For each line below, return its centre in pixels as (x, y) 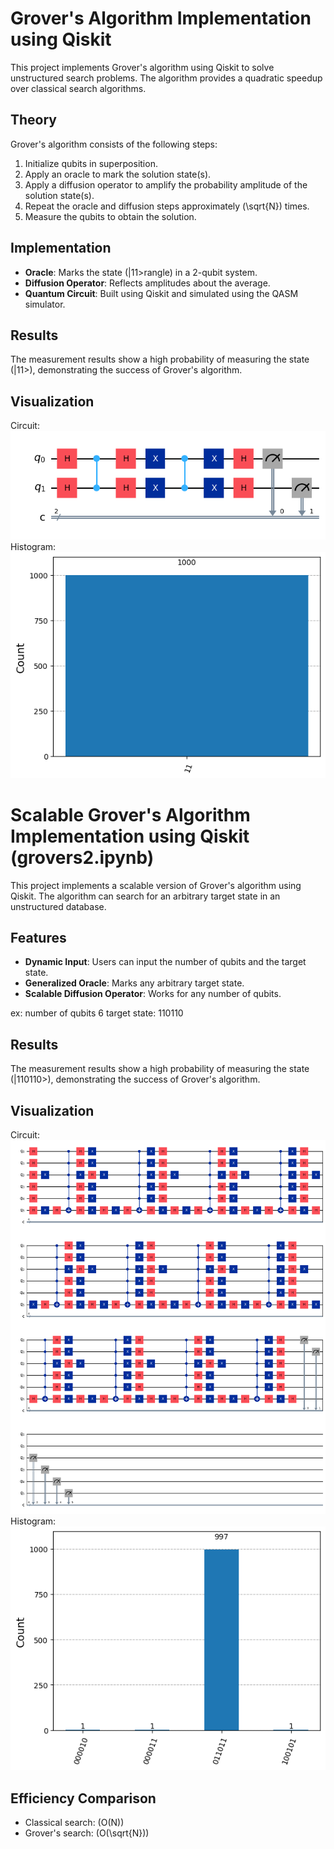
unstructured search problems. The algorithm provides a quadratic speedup (166, 78)
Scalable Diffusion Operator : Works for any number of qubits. (153, 994)
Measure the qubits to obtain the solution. (110, 216)
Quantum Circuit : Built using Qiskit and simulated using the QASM (161, 293)
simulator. (45, 304)
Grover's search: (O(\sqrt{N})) (87, 1833)
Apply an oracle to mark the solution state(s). (118, 174)
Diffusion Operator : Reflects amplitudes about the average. (147, 283)
